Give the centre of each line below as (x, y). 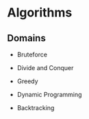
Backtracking (36, 108)
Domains (26, 38)
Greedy (28, 81)
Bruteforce (32, 54)
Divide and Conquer (45, 68)
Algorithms (40, 13)
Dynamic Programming (49, 95)
